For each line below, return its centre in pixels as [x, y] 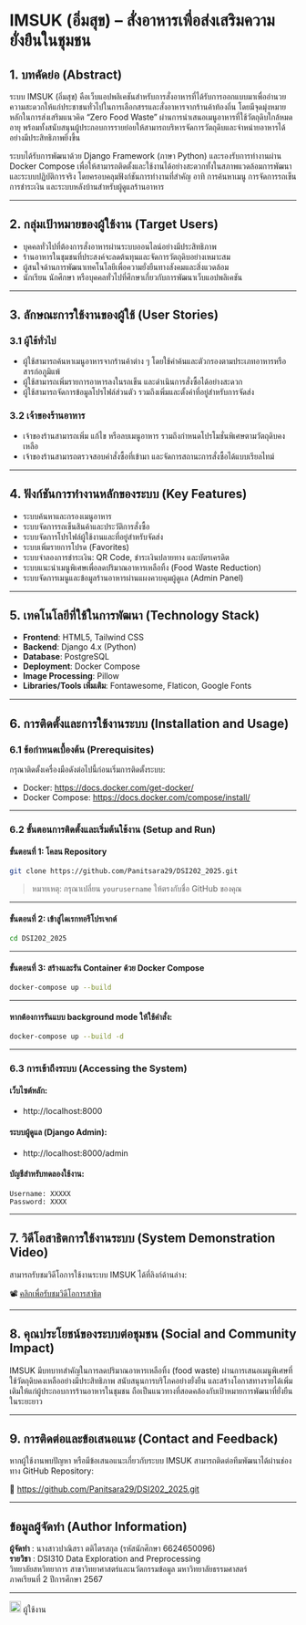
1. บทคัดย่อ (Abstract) [66, 74]
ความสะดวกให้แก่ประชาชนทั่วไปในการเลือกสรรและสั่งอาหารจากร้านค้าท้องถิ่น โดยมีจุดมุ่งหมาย [148, 107]
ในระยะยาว [26, 1401]
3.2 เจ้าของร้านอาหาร [47, 416]
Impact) [32, 1348]
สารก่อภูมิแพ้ [41, 371]
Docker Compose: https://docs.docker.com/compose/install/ [136, 797]
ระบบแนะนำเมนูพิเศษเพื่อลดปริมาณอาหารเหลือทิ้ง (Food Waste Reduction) [142, 568]
